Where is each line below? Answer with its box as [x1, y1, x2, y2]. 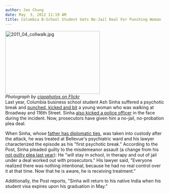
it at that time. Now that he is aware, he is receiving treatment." [5, 168, 136, 174]
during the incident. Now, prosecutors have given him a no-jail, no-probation [5, 115, 164, 122]
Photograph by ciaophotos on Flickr [5, 94, 80, 100]
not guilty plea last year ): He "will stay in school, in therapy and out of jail [5, 152, 157, 158]
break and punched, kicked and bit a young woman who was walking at [5, 104, 154, 110]
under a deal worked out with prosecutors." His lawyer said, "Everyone [5, 158, 152, 164]
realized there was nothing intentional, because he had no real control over [5, 163, 161, 169]
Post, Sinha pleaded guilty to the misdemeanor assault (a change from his [5, 146, 159, 152]
